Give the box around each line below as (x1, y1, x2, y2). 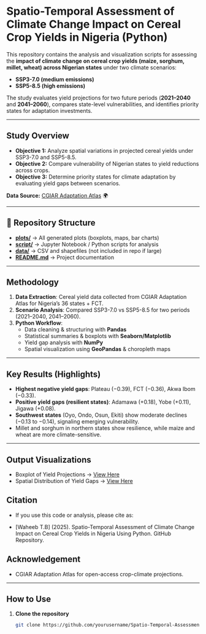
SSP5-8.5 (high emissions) (15, 82, 86, 90)
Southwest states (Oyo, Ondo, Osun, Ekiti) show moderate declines (15, 411, 188, 419)
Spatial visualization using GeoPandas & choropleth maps (24, 346, 170, 353)
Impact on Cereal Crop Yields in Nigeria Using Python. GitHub (15, 530, 172, 537)
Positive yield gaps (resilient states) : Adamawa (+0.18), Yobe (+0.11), (15, 398, 191, 406)
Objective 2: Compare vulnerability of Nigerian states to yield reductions (15, 160, 199, 167)
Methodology (6, 277, 59, 287)
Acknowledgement (6, 554, 81, 565)
